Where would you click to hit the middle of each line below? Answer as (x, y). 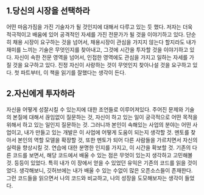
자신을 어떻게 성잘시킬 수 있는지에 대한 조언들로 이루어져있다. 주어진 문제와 (95, 109)
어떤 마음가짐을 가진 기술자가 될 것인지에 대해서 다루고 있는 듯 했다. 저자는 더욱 (100, 27)
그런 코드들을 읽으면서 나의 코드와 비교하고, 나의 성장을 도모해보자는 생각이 (95, 178)
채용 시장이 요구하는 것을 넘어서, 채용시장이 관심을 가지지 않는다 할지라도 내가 (104, 42)
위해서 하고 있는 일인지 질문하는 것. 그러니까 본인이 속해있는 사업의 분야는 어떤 (99, 124)
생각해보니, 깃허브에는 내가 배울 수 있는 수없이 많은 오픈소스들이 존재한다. (106, 170)
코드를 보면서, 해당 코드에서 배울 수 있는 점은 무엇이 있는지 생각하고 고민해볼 (103, 155)
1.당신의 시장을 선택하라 (48, 11)
